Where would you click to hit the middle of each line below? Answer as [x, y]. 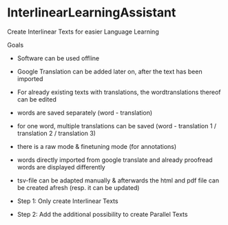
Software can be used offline [58, 58]
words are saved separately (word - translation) [85, 113]
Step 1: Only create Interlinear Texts [68, 201]
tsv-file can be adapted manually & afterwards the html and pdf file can [118, 180]
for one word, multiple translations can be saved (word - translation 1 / [117, 126]
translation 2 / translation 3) [56, 133]
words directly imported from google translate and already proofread [115, 160]
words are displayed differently [61, 167]
